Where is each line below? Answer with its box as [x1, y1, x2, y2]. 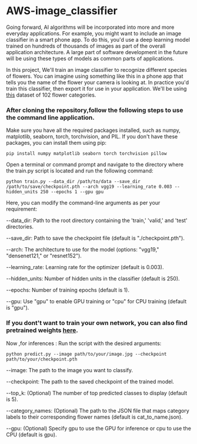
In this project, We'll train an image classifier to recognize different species [6, 66, 187, 73]
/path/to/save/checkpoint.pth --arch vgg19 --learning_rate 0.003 [6, 184, 172, 190]
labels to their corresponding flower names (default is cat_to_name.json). [6, 413, 183, 420]
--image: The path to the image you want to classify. [6, 366, 133, 373]
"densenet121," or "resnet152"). [6, 252, 82, 260]
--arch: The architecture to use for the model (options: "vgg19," [6, 246, 159, 253]
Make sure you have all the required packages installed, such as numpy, [6, 127, 181, 134]
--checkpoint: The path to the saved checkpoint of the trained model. [6, 378, 175, 385]
